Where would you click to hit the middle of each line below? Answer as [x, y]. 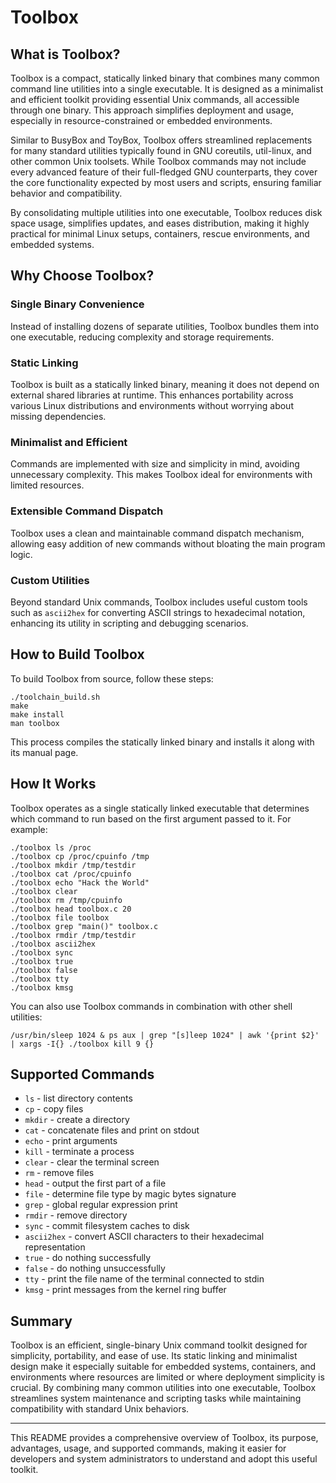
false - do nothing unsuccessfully [95, 1268]
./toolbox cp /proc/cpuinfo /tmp [80, 856]
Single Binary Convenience [77, 304]
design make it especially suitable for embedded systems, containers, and [163, 1367]
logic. [21, 554]
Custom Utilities [50, 580]
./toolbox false [44, 970]
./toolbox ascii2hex [53, 944]
